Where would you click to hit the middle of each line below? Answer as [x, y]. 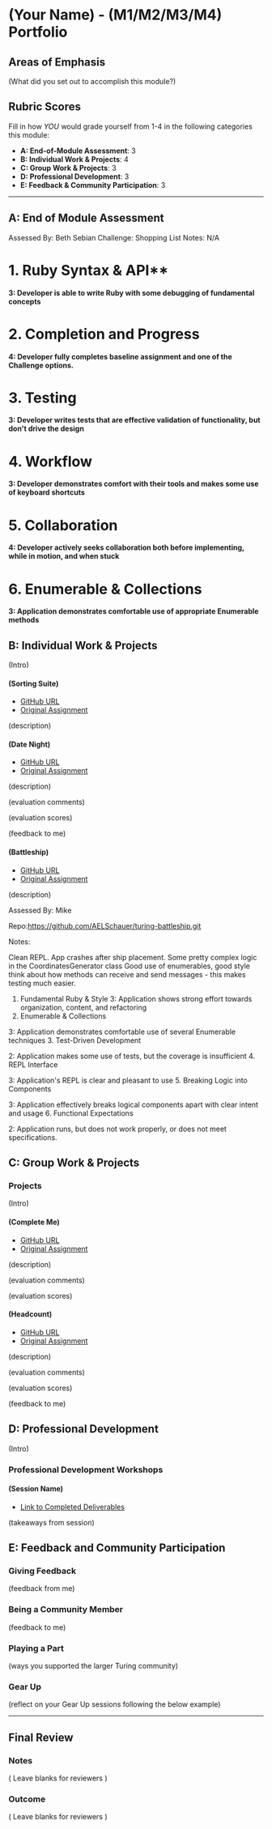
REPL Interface [33, 1064]
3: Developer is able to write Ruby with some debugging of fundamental [132, 292]
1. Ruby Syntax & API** [88, 270]
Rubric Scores [45, 107]
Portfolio [38, 32]
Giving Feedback [42, 1571]
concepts [25, 301]
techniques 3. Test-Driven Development [75, 1040]
